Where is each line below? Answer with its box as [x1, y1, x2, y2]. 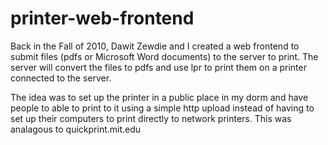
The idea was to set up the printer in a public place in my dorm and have [10, 91, 309, 103]
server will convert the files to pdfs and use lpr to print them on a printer [10, 61, 307, 73]
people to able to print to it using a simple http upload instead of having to [10, 102, 315, 114]
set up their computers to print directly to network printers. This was [10, 112, 292, 124]
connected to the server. [10, 72, 112, 84]
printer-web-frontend [10, 7, 195, 30]
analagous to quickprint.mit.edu [10, 123, 142, 135]
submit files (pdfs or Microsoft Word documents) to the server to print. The [10, 50, 319, 62]
